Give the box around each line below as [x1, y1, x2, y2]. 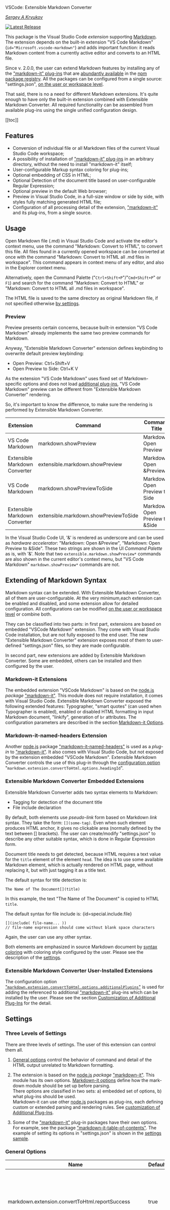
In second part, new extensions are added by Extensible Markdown [5, 652, 146, 658]
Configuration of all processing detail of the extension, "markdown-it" [12, 204, 158, 210]
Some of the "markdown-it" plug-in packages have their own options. [12, 1119, 158, 1125]
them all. [5, 1046, 23, 1053]
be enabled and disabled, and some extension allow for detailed [5, 600, 139, 607]
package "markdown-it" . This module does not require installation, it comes [5, 693, 163, 699]
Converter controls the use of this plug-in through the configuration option [5, 759, 160, 766]
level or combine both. [5, 611, 52, 617]
